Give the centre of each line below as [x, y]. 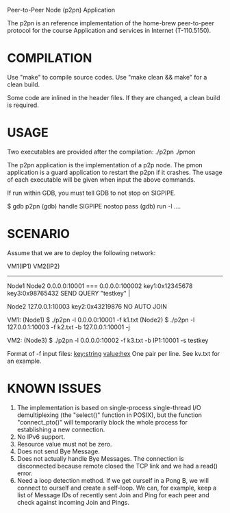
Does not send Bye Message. [59, 451]
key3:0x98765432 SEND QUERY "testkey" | [69, 293]
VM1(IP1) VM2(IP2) [34, 266]
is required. [23, 105]
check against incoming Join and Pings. [73, 502]
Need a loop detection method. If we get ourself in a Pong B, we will [113, 480]
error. [25, 473]
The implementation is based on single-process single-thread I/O [109, 407]
